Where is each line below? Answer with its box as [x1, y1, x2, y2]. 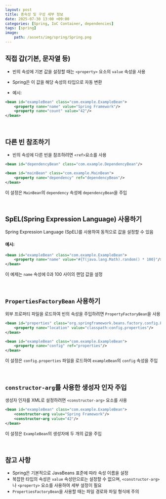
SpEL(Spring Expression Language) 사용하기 [5, 215, 142, 223]
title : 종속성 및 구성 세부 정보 [5, 12, 64, 17]
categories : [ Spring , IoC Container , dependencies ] [5, 21, 114, 26]
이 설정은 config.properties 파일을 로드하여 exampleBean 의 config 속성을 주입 [5, 357, 158, 364]
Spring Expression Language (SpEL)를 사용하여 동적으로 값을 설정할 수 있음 [5, 229, 154, 235]
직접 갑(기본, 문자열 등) [5, 54, 71, 63]
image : [5, 30, 19, 35]
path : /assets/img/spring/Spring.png [14, 35, 92, 40]
